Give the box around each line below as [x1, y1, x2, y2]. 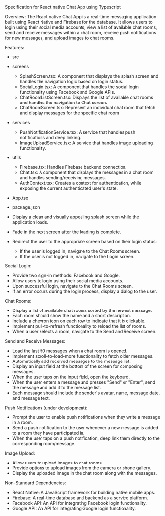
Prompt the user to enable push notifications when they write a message [12, 414, 161, 420]
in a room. [12, 419, 33, 425]
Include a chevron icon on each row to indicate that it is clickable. [12, 318, 146, 324]
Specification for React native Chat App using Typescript [5, 4, 121, 10]
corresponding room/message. [12, 441, 76, 446]
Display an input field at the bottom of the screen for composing [12, 363, 143, 369]
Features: [5, 45, 25, 50]
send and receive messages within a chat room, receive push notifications [5, 30, 157, 35]
